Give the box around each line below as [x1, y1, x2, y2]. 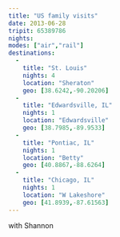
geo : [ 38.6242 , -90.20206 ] [22, 86, 110, 95]
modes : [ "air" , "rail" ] [8, 42, 84, 50]
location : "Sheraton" [22, 79, 94, 87]
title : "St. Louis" [22, 64, 88, 72]
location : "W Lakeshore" [22, 190, 106, 199]
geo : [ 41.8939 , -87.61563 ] [22, 198, 110, 206]
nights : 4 [22, 72, 56, 80]
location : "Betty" [22, 153, 84, 161]
